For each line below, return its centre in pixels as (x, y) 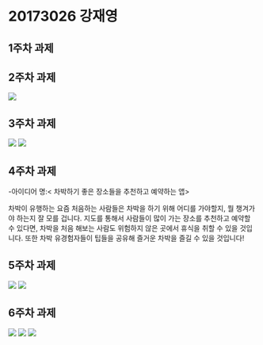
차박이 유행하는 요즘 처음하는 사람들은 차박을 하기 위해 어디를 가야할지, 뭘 (121, 209)
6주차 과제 (32, 313)
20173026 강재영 (63, 16)
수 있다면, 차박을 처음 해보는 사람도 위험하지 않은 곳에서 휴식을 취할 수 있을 (123, 228)
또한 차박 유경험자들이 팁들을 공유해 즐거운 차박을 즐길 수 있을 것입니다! (135, 238)
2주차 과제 (32, 77)
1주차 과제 (31, 48)
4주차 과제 (32, 171)
